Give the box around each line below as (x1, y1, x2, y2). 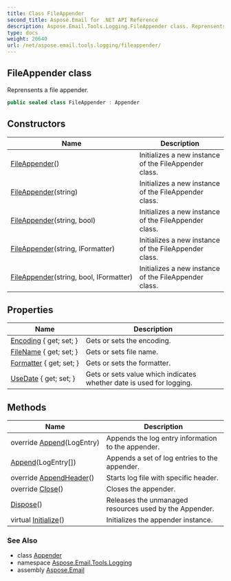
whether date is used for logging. (85, 378, 192, 388)
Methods (7, 402, 47, 413)
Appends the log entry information (106, 434, 218, 443)
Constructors (7, 118, 66, 130)
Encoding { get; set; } (10, 336, 78, 346)
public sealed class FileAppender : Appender (7, 99, 140, 106)
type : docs (7, 29, 38, 36)
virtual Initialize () (10, 515, 65, 525)
